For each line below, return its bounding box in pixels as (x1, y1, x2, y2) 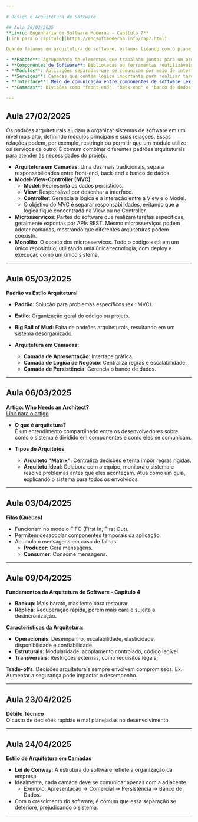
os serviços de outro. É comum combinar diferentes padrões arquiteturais (6, 146, 186, 153)
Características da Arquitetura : (6, 624, 84, 631)
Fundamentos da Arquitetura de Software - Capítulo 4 (6, 588, 140, 596)
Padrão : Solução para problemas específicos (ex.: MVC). (14, 301, 153, 307)
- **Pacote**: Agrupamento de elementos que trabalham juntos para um (6, 57, 183, 63)
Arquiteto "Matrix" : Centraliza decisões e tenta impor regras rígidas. (23, 457, 192, 464)
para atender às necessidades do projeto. (6, 152, 108, 159)
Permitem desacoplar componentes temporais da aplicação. (14, 532, 161, 539)
